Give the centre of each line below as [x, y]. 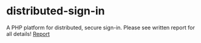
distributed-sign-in [56, 11]
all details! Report [28, 33]
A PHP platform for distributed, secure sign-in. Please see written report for [101, 27]
